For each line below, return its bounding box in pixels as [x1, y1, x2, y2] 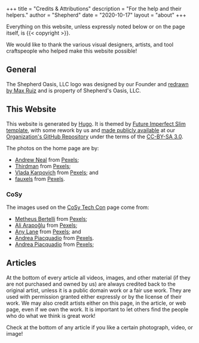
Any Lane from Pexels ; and [14, 227, 82, 235]
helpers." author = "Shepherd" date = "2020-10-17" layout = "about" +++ [6, 11, 186, 19]
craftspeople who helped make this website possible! [6, 47, 137, 54]
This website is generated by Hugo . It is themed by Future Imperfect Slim [6, 120, 186, 128]
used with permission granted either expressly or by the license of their [6, 293, 182, 300]
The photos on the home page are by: [6, 144, 99, 151]
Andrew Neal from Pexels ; [14, 156, 79, 163]
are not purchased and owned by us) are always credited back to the [6, 280, 176, 287]
